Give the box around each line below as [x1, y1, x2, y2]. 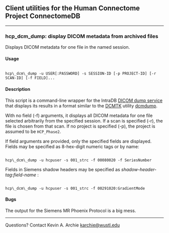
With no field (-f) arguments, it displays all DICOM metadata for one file [5, 112, 153, 119]
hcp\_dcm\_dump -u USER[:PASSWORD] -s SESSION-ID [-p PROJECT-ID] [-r [5, 71, 156, 76]
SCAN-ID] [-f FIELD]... [5, 75, 55, 81]
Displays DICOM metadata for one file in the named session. [5, 44, 130, 50]
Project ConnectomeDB [5, 12, 80, 21]
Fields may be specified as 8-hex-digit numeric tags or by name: [5, 143, 139, 150]
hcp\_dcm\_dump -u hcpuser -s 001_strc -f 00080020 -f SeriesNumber [5, 158, 152, 163]
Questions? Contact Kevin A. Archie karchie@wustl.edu [5, 222, 120, 228]
